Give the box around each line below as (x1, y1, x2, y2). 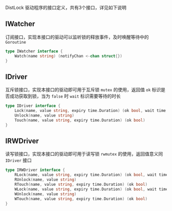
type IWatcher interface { (5, 48, 63, 54)
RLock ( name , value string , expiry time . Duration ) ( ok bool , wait (14, 172, 157, 178)
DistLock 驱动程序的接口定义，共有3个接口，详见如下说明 (5, 5, 127, 10)
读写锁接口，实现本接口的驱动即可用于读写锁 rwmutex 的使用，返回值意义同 (5, 151, 163, 157)
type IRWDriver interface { (5, 167, 66, 173)
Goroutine (5, 40, 27, 45)
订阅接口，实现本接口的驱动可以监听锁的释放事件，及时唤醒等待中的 (5, 34, 149, 40)
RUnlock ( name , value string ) (14, 177, 77, 182)
